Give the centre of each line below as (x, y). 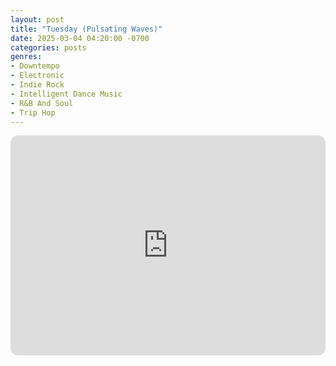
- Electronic (37, 76)
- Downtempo (35, 66)
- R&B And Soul (42, 103)
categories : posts (48, 47)
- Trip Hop (33, 112)
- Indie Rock (37, 85)
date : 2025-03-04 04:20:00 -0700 (80, 38)
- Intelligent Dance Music (66, 94)
